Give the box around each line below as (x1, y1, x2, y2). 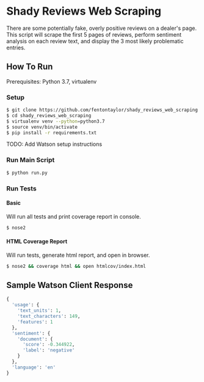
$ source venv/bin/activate (6, 124, 78, 130)
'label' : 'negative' (22, 347, 75, 353)
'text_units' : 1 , (17, 308, 62, 314)
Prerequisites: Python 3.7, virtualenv (6, 77, 97, 85)
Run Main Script (6, 156, 55, 164)
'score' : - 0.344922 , (22, 342, 75, 348)
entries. (6, 44, 26, 51)
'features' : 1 (17, 319, 53, 325)
